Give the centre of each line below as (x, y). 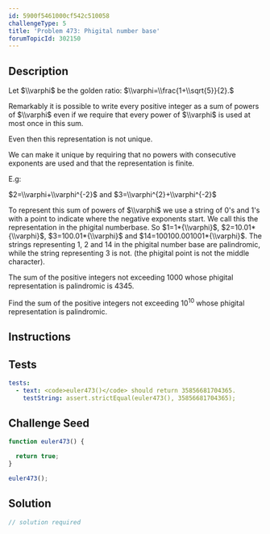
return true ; (37, 456)
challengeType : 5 (37, 23)
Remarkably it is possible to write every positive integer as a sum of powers (134, 107)
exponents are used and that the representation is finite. (102, 163)
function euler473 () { (46, 442)
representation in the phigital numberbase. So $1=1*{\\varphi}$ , (114, 228)
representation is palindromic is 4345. (71, 286)
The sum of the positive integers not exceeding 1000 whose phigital (121, 278)
